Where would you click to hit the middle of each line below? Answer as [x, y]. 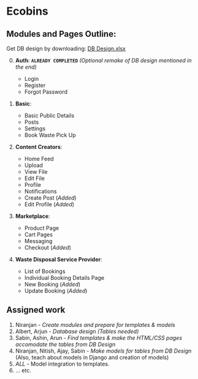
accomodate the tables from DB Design [65, 344]
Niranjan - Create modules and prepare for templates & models [95, 325]
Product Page [42, 228]
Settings [35, 129]
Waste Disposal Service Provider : [59, 259]
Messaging [38, 241]
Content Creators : [39, 147]
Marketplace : [32, 216]
